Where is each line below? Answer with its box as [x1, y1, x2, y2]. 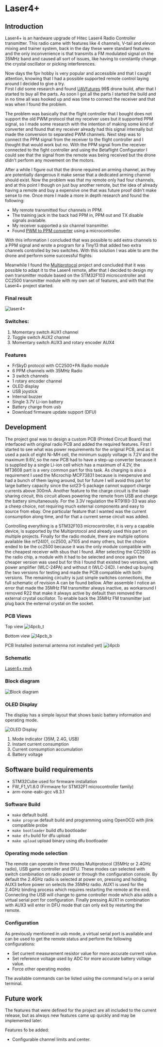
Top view [5, 624, 23, 629]
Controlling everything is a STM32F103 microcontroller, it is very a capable [5, 523, 154, 529]
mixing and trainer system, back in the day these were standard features [5, 46, 150, 51]
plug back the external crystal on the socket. [5, 600, 95, 606]
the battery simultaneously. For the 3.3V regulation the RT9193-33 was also [5, 498, 156, 504]
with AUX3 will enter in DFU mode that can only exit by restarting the [5, 902, 143, 908]
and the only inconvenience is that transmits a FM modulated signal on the [5, 51, 154, 56]
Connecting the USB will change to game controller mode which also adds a [5, 892, 157, 898]
